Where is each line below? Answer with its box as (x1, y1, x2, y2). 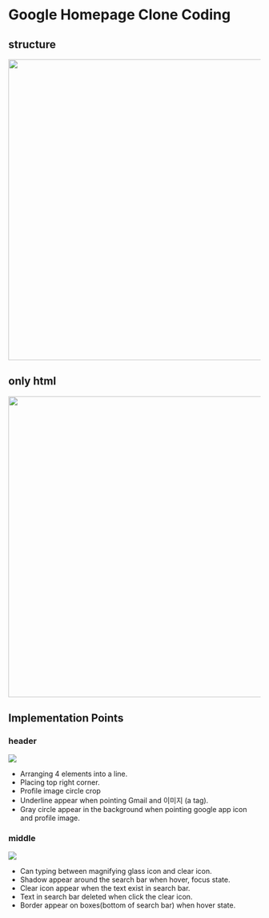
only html (8, 375, 57, 388)
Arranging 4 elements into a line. (19, 769, 128, 778)
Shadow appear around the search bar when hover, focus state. (19, 875, 231, 884)
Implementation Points (8, 712, 124, 725)
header (8, 736, 38, 747)
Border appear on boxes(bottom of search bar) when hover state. (19, 900, 236, 910)
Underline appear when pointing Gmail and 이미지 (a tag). (19, 795, 209, 805)
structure (8, 38, 56, 51)
